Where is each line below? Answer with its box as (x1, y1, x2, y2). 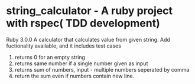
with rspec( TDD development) (6, 16, 161, 30)
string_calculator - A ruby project (6, 4, 173, 18)
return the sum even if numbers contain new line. (14, 72, 135, 79)
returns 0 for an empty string (14, 53, 86, 61)
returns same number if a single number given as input (14, 60, 148, 67)
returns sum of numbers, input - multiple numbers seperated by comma (14, 66, 190, 73)
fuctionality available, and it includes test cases (6, 42, 121, 49)
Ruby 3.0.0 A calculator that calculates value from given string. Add (6, 36, 170, 43)
